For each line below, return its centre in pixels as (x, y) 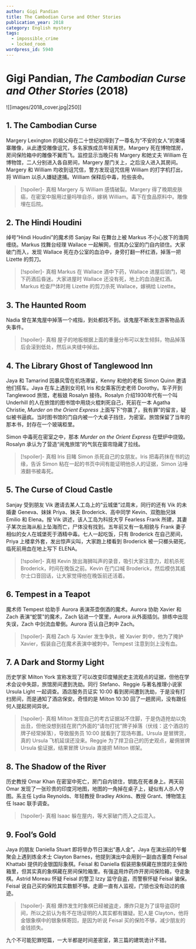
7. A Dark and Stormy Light (55, 662)
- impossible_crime (35, 39)
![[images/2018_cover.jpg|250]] (44, 107)
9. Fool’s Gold (31, 835)
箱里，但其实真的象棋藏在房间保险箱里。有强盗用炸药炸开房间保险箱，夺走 (95, 871)
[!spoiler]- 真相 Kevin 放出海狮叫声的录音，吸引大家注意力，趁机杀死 (102, 561)
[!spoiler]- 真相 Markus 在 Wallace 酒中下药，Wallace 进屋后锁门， (100, 272)
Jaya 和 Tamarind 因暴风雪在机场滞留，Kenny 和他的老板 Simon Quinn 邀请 (96, 380)
